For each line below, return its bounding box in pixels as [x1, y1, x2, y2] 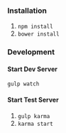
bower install [17, 31, 60, 38]
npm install [17, 23, 53, 31]
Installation [7, 6, 48, 16]
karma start [17, 120, 53, 127]
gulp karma [17, 112, 50, 119]
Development [7, 47, 55, 57]
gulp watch [7, 80, 40, 87]
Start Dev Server [7, 65, 58, 73]
